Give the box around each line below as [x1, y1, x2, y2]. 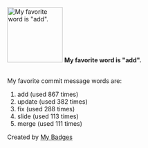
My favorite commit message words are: [7, 77, 122, 85]
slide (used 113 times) [17, 112, 79, 120]
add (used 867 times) [17, 90, 79, 98]
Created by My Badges [7, 133, 73, 141]
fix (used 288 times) [17, 105, 75, 113]
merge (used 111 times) [17, 120, 83, 127]
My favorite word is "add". [64, 56, 142, 64]
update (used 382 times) [17, 98, 88, 106]
